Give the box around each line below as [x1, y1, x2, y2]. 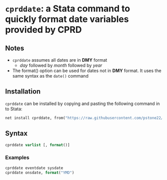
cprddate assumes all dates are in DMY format [12, 57, 107, 63]
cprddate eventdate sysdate [5, 165, 64, 171]
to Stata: [5, 105, 22, 112]
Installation [5, 88, 41, 96]
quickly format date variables [5, 13, 129, 25]
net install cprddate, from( [5, 115, 66, 120]
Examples [5, 154, 30, 161]
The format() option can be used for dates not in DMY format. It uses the [12, 68, 162, 74]
